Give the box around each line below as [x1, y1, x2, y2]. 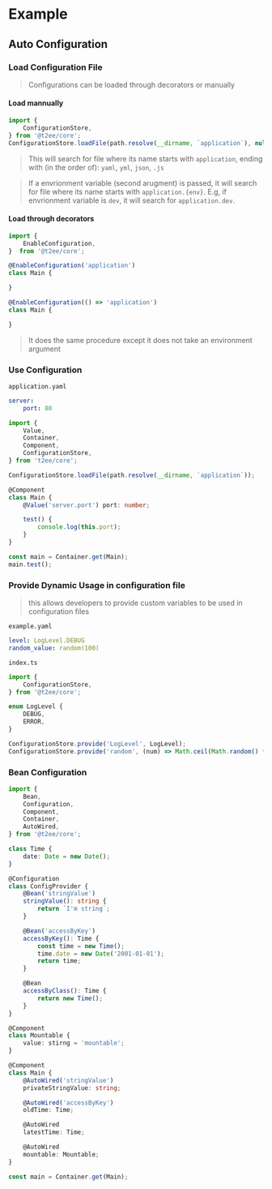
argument [28, 344, 61, 354]
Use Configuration [8, 364, 83, 376]
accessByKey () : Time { [23, 934, 100, 942]
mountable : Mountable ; [23, 1150, 100, 1158]
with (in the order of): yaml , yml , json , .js [28, 162, 164, 172]
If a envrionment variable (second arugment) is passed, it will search [28, 178, 257, 187]
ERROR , [23, 718, 45, 726]
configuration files [28, 607, 90, 616]
